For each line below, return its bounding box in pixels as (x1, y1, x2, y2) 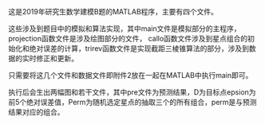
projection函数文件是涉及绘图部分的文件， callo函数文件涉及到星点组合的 (8, 34, 248, 43)
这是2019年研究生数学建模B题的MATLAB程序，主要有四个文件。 (8, 7, 218, 16)
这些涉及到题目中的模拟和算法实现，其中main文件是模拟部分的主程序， (8, 24, 241, 33)
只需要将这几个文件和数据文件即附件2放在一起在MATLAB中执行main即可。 (8, 71, 253, 79)
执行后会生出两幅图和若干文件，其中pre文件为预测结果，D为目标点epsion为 (8, 87, 257, 97)
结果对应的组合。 (8, 107, 65, 117)
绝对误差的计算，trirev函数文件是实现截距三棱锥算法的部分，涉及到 (29, 44, 250, 53)
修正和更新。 (35, 54, 78, 63)
